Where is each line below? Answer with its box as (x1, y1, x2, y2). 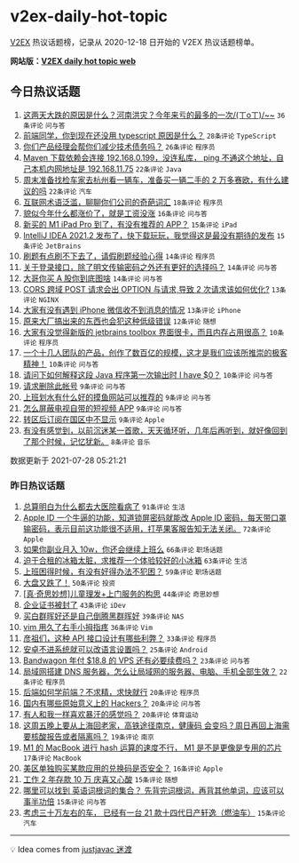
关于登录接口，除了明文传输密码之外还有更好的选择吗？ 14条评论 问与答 (22, 261, 278, 272)
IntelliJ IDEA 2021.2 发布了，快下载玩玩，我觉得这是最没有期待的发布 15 (22, 229, 285, 241)
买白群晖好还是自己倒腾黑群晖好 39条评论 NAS (22, 611, 185, 621)
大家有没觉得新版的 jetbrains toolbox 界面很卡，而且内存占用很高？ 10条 (22, 326, 285, 337)
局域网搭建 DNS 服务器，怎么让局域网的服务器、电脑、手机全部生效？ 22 (22, 667, 287, 677)
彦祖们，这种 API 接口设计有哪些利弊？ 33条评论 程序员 (22, 633, 216, 643)
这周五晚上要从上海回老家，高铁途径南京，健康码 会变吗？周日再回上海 (22, 720, 282, 731)
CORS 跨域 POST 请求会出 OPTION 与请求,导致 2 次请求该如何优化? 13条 (22, 284, 287, 294)
